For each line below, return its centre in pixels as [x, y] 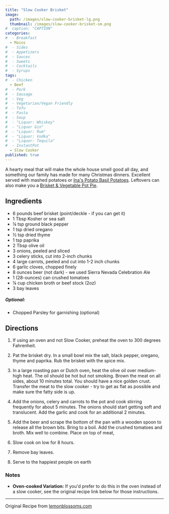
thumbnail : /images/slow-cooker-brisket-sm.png [61, 24]
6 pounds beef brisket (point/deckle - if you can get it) [69, 213]
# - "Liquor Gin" [24, 127]
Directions [22, 328]
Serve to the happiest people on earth [52, 462]
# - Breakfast [21, 38]
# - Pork [16, 89]
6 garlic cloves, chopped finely [45, 267]
